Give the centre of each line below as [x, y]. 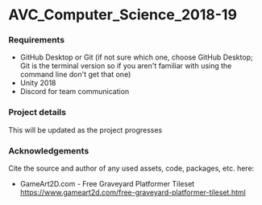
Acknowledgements [49, 150]
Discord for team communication [75, 92]
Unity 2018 [38, 83]
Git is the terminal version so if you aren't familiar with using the [126, 66]
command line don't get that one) [75, 75]
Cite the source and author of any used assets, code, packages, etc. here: [131, 168]
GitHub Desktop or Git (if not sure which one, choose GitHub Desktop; [136, 57]
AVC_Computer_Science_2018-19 [123, 15]
